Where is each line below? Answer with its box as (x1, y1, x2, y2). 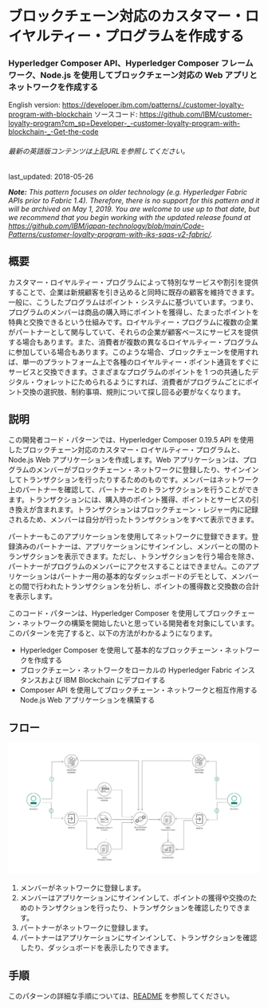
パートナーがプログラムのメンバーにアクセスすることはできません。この (8, 561, 246, 571)
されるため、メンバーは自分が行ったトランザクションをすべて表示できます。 (8, 515, 259, 525)
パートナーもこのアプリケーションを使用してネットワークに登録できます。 (8, 532, 252, 541)
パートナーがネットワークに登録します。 (19, 923, 153, 933)
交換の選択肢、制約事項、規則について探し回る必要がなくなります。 (22, 387, 246, 396)
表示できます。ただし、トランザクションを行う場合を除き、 (63, 552, 259, 561)
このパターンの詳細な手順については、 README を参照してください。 (8, 991, 234, 1001)
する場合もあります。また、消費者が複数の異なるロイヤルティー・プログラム (8, 337, 258, 347)
